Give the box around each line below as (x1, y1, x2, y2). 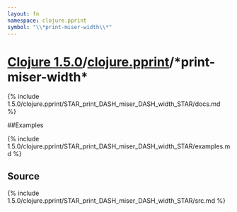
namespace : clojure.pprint (7, 17, 87, 24)
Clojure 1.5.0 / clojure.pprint (7, 54, 170, 70)
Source (7, 170, 40, 182)
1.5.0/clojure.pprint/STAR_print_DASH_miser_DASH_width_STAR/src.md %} (7, 196, 226, 205)
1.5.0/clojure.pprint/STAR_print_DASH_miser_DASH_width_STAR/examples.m (7, 142, 231, 151)
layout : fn (7, 10, 40, 18)
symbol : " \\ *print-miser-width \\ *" (7, 23, 112, 30)
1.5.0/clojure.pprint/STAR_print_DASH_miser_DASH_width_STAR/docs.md (7, 100, 221, 108)
